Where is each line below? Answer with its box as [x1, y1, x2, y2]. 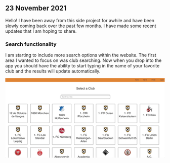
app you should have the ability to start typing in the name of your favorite [5, 63, 160, 69]
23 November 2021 [5, 4, 67, 13]
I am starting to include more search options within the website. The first [5, 52, 157, 58]
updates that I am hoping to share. [5, 28, 77, 34]
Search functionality [5, 40, 57, 47]
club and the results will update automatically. [5, 68, 101, 74]
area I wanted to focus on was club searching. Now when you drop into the [5, 57, 162, 63]
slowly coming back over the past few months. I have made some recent [5, 23, 156, 29]
